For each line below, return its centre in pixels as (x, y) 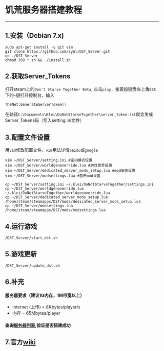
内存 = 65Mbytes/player (36, 313)
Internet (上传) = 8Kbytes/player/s (46, 307)
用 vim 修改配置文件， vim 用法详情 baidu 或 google (51, 150)
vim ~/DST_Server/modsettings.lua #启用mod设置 (53, 176)
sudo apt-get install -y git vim (39, 47)
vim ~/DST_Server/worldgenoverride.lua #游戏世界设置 (59, 165)
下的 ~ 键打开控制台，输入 (30, 95)
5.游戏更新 (21, 254)
